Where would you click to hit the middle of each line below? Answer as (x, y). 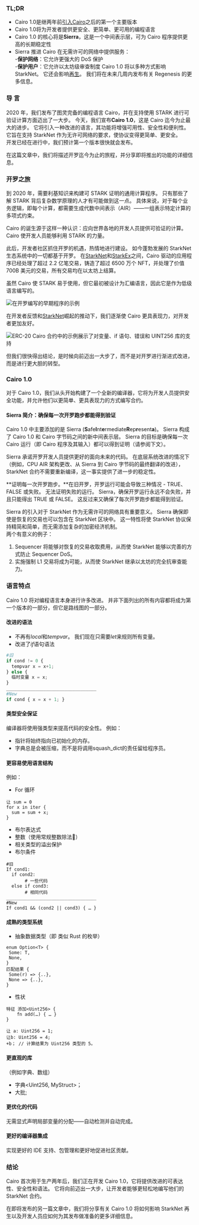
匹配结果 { (18, 970)
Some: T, (20, 953)
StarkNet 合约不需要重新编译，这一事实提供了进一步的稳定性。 (82, 472)
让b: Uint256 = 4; (28, 1038)
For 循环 (25, 790)
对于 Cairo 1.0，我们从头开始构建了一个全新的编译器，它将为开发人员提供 (95, 393)
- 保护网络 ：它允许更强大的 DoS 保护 (59, 59)
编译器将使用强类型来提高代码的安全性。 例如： (64, 728)
